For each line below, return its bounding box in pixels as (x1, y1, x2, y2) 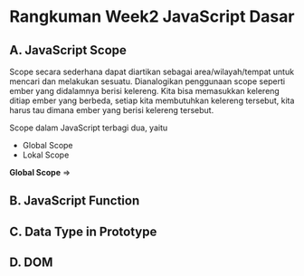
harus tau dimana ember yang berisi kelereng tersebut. (9, 105, 214, 115)
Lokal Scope (22, 149, 70, 160)
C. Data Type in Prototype (9, 224, 157, 239)
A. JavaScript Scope (9, 43, 127, 58)
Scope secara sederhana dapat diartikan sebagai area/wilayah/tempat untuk (9, 66, 295, 77)
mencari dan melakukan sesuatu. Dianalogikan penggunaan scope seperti (9, 76, 286, 87)
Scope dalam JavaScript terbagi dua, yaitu (9, 122, 168, 133)
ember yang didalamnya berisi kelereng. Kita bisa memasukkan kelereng (9, 86, 280, 96)
